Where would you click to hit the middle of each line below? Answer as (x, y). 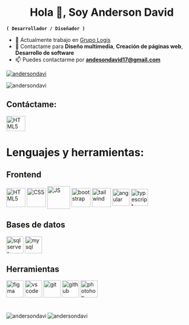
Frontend (24, 175)
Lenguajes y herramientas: (75, 152)
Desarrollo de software (45, 53)
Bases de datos (36, 225)
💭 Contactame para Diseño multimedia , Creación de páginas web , (99, 46)
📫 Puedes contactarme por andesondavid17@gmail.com (88, 60)
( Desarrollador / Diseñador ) (46, 29)
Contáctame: (31, 105)
